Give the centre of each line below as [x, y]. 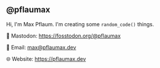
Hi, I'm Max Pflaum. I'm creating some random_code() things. [80, 24]
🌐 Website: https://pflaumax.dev [46, 58]
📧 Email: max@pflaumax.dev [41, 47]
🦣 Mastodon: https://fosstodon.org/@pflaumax [64, 36]
